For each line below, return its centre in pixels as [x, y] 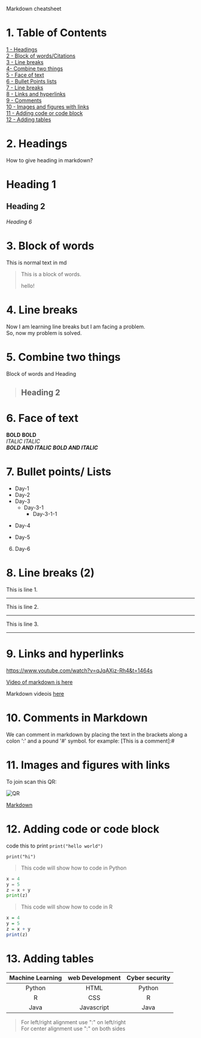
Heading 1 [31, 185]
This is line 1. [22, 590]
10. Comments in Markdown [77, 718]
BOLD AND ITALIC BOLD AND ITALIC [52, 448]
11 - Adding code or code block [45, 113]
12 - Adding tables [29, 119]
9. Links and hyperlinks [65, 654]
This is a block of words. [51, 274]
